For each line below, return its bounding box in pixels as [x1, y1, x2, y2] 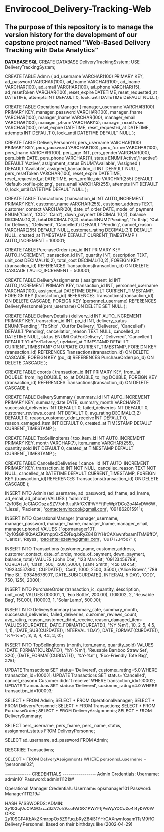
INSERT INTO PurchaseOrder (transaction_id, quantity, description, [5, 587, 140, 592]
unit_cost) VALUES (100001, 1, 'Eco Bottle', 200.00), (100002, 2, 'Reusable [5, 592, 154, 597]
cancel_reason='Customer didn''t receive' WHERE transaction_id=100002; [5, 678, 155, 683]
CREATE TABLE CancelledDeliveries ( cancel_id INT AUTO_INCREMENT [5, 460, 149, 466]
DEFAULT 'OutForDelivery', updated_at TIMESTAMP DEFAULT [5, 339, 129, 344]
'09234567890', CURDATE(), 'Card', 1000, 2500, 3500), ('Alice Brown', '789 [5, 567, 158, 572]
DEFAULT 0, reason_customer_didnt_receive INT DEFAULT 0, [5, 415, 127, 421]
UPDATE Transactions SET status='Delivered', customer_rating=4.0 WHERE [5, 683, 158, 688]
